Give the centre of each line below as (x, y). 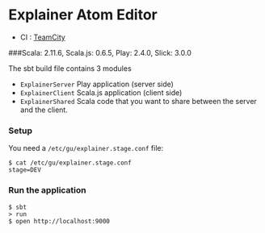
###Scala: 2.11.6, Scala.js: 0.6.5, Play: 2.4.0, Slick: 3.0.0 (100, 52)
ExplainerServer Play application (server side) (97, 84)
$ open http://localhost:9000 (59, 221)
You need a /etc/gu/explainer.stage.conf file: (86, 148)
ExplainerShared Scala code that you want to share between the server (138, 101)
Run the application (47, 190)
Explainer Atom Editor (83, 15)
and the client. (44, 110)
